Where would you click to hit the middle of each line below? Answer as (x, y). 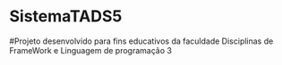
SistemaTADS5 (66, 16)
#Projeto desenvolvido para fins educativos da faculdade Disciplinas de (141, 41)
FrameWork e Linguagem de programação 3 (91, 50)
